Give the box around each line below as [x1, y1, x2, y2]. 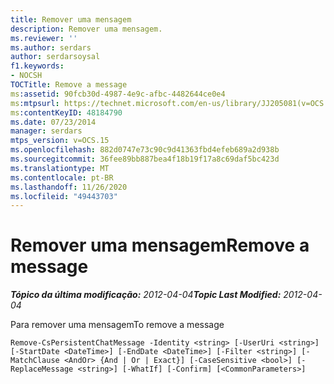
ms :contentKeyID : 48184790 [10, 107, 123, 118]
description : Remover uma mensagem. [10, 24, 163, 34]
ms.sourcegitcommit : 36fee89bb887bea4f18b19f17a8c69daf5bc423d [10, 154, 280, 164]
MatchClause [10, 356, 60, 366]
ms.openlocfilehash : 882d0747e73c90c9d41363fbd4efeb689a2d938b [10, 145, 280, 155]
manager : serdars [10, 126, 83, 136]
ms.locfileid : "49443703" [10, 191, 118, 201]
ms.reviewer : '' [10, 33, 78, 43]
